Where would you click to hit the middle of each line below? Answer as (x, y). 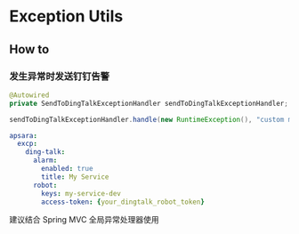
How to (29, 49)
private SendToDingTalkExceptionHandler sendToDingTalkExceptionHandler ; (149, 103)
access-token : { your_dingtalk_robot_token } (123, 202)
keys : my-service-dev (81, 193)
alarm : (45, 161)
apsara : (24, 135)
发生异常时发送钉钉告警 (59, 76)
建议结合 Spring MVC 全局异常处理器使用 (85, 220)
